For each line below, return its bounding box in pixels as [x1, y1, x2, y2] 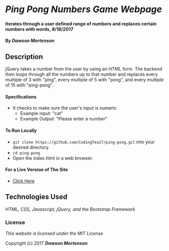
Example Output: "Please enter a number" [20, 116, 108, 122]
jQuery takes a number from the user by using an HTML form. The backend [5, 66, 162, 72]
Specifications [5, 93, 37, 100]
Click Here [12, 178, 35, 184]
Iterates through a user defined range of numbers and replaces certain [5, 20, 157, 26]
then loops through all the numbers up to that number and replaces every [5, 71, 158, 77]
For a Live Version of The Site [5, 167, 68, 173]
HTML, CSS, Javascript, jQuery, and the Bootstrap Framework [5, 206, 136, 212]
